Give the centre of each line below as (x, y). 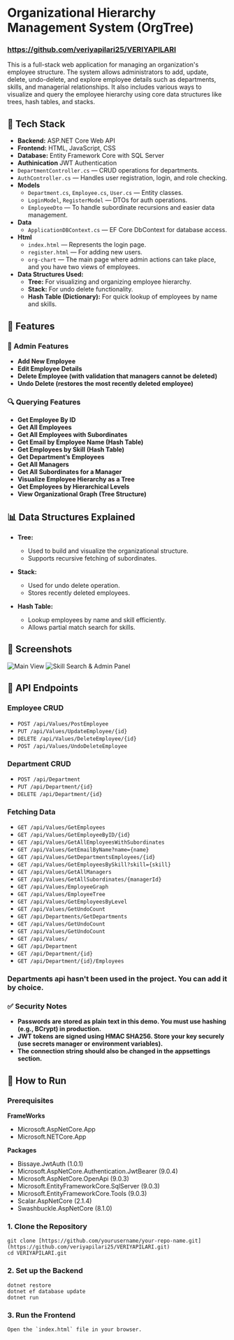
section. (30, 1059)
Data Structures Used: (50, 275)
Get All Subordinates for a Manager (70, 472)
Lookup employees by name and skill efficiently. (97, 620)
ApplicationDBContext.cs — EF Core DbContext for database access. (127, 230)
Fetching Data (31, 812)
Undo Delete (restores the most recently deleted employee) (105, 383)
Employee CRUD (36, 708)
